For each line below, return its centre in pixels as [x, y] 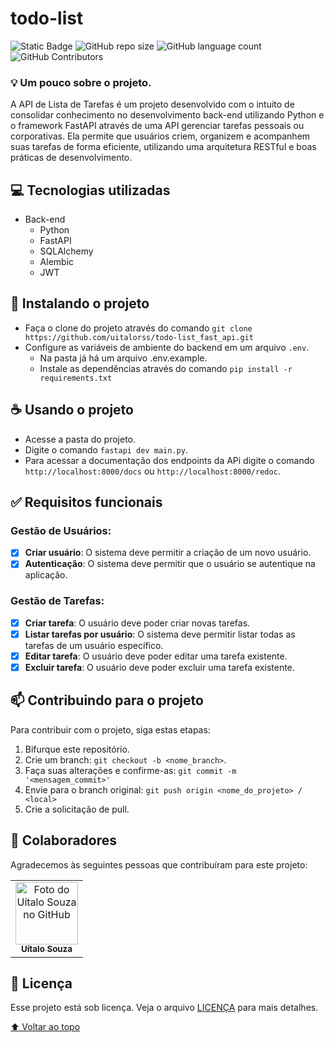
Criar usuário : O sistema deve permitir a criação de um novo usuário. [168, 553]
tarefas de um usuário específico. [94, 645]
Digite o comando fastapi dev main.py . [106, 449]
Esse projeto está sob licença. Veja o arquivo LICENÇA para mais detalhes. [164, 1008]
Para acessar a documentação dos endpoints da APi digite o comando [169, 460]
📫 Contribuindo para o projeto [107, 700]
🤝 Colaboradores [64, 840]
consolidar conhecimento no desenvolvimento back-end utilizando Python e [167, 115]
